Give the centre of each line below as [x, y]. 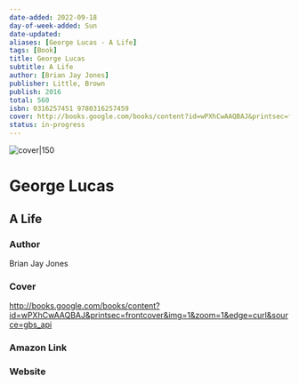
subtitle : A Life [41, 68]
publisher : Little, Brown [57, 84]
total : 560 [29, 100]
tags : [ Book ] [33, 51]
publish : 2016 [36, 92]
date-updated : [36, 34]
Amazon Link [38, 348]
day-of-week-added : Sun [53, 26]
